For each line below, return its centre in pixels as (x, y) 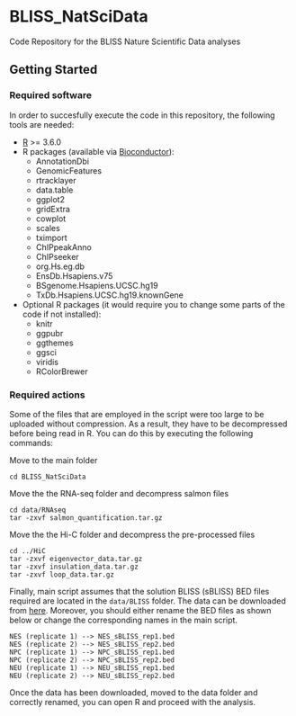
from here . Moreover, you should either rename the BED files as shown (140, 610)
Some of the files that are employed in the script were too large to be (137, 414)
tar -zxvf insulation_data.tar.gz (74, 567)
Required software (51, 95)
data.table (54, 190)
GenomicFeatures (68, 170)
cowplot (51, 219)
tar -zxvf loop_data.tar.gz (62, 574)
